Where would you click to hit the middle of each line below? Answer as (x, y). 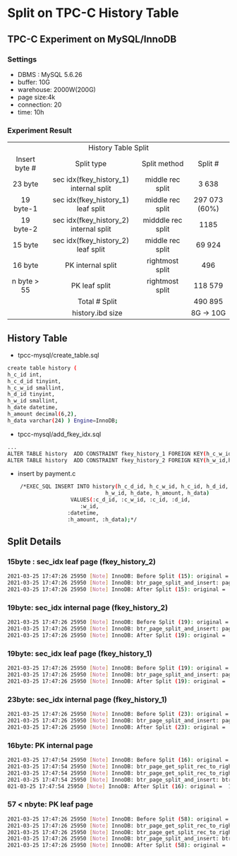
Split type (91, 164)
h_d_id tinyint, (31, 394)
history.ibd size (97, 313)
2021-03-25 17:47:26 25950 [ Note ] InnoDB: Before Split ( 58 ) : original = (118, 819)
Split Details (34, 542)
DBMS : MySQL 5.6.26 (50, 74)
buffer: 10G (34, 82)
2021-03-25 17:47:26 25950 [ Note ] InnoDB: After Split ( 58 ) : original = (116, 845)
